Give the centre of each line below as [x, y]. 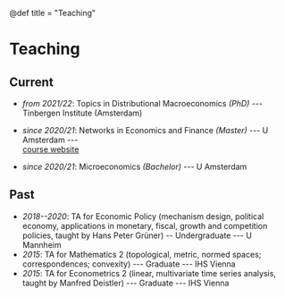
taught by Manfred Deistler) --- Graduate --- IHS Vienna [126, 283]
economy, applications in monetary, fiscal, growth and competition [145, 225]
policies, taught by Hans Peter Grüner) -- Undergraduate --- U [137, 235]
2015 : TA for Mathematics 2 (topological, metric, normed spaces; [142, 254]
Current [31, 82]
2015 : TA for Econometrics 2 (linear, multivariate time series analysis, [149, 273]
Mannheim [42, 244]
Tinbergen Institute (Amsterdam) [82, 113]
